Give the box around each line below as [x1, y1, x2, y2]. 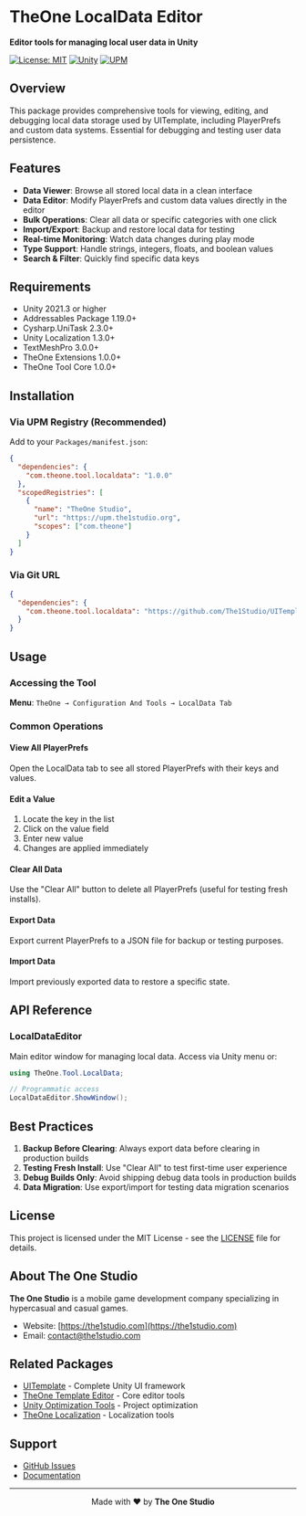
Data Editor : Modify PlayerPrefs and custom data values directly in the [22, 195, 288, 205]
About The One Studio [9, 1269, 138, 1284]
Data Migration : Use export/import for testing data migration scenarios [22, 1181, 290, 1193]
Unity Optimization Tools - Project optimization [22, 1400, 199, 1411]
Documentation [22, 1470, 81, 1481]
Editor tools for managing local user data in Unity [9, 37, 199, 47]
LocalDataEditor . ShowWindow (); [9, 1093, 128, 1102]
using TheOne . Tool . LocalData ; [9, 1069, 125, 1078]
